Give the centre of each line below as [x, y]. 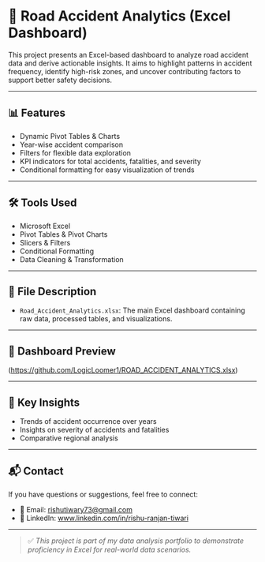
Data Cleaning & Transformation [71, 259]
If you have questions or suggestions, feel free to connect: [103, 494]
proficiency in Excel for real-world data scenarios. [109, 549]
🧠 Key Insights [44, 402]
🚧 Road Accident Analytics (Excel [119, 16]
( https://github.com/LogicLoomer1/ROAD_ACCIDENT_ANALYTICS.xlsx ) [123, 370]
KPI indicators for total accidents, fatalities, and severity [110, 161]
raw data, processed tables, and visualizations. [96, 319]
